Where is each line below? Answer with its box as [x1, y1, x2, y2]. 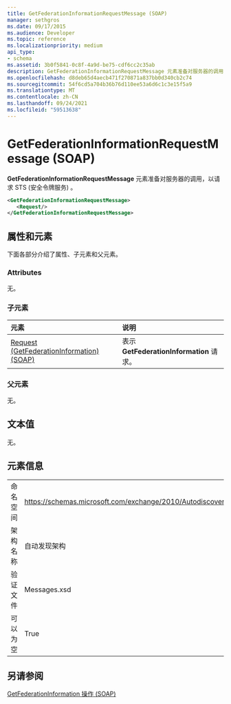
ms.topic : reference [7, 36, 67, 43]
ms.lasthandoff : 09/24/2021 [7, 100, 88, 107]
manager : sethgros [7, 17, 60, 23]
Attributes [7, 268, 42, 277]
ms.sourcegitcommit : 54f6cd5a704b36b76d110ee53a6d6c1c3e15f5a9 [7, 81, 192, 88]
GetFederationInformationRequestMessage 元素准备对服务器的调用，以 [7, 174, 214, 183]
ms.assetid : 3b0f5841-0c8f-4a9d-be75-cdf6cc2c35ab [7, 61, 155, 68]
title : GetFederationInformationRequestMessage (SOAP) [7, 10, 168, 17]
